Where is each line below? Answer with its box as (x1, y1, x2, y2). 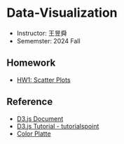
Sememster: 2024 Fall (16, 36, 81, 45)
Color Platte (16, 129, 51, 138)
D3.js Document (16, 114, 64, 123)
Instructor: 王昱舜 (16, 29, 67, 37)
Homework (6, 57, 56, 69)
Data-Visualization (6, 5, 118, 21)
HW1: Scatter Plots (16, 75, 71, 84)
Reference (6, 96, 53, 108)
